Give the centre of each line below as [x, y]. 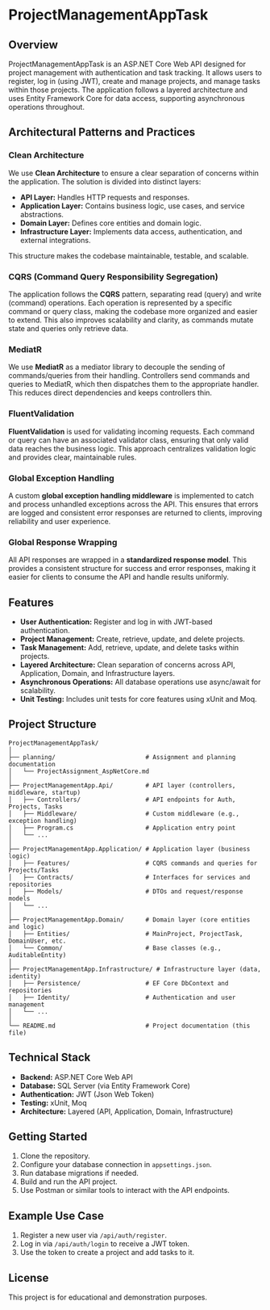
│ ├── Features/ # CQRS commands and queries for [133, 863]
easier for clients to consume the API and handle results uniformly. [119, 577]
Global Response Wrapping [63, 542]
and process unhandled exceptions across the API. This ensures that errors [133, 504]
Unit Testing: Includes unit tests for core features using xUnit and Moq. [139, 699]
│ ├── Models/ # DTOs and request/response [126, 891]
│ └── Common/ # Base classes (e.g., [115, 948]
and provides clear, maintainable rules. [73, 457]
